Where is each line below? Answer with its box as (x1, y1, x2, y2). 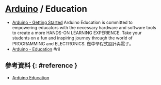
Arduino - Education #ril (12, 46, 60, 52)
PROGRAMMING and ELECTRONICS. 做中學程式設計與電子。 (12, 40, 134, 47)
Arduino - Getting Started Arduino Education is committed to (12, 19, 133, 25)
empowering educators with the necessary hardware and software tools (12, 24, 157, 30)
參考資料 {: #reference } (5, 62, 78, 70)
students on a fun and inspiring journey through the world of (12, 35, 133, 41)
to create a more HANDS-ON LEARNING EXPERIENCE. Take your (12, 30, 142, 35)
